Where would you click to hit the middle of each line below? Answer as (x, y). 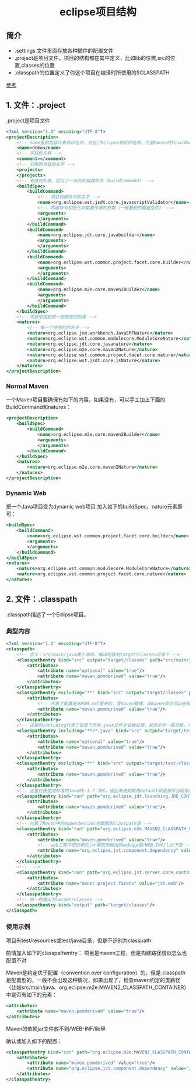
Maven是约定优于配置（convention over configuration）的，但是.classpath (96, 973)
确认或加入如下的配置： (34, 1041)
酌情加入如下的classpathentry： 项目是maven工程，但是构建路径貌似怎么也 (97, 953)
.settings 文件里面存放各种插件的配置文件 (64, 51)
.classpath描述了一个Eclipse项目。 (48, 614)
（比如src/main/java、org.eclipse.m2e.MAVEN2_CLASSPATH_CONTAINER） (98, 987)
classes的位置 (38, 65)
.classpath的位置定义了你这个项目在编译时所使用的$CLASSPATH (92, 73)
